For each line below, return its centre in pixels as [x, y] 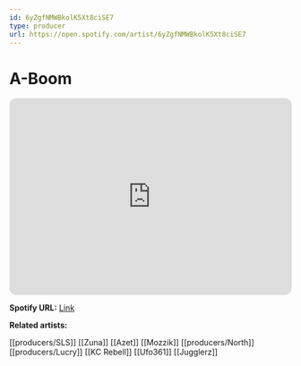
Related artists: [39, 325]
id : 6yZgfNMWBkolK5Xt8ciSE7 [62, 17]
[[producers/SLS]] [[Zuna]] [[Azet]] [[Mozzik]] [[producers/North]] [132, 343]
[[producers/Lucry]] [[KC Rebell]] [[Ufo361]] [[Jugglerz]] [113, 352]
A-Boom [41, 78]
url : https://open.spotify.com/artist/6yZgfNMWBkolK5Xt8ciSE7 [128, 34]
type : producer [38, 26]
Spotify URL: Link [42, 308]
